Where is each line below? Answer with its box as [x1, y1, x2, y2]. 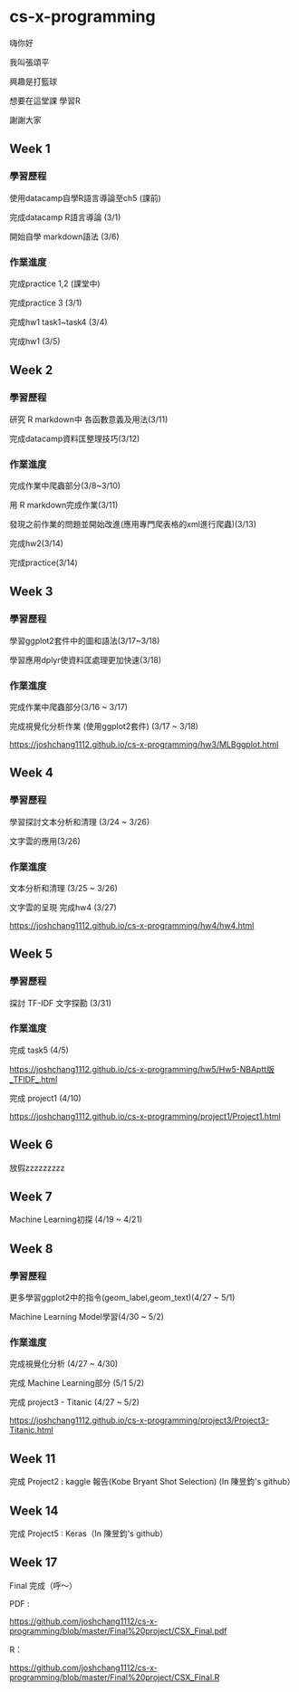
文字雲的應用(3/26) [9, 835, 82, 846]
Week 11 [9, 1451, 56, 1466]
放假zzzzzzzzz [9, 1162, 65, 1173]
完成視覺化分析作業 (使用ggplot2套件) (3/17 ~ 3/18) [9, 720, 199, 731]
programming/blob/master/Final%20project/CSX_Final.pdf [9, 1625, 227, 1636]
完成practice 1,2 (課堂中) [9, 278, 101, 289]
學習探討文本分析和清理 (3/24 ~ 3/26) [9, 816, 150, 827]
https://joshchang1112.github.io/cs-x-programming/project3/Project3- [9, 1415, 270, 1426]
